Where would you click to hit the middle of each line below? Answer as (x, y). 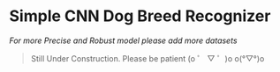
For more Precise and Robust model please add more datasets (123, 40)
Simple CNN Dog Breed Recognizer (140, 16)
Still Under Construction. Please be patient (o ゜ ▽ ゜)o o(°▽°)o (148, 58)
